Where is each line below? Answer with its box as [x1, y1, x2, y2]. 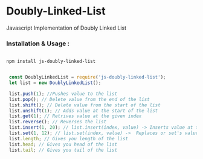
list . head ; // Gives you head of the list [8, 141, 118, 148]
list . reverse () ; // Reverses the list [8, 119, 107, 125]
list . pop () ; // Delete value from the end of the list [8, 96, 150, 102]
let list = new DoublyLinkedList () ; [8, 80, 101, 86]
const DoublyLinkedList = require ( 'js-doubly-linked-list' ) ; [8, 74, 166, 80]
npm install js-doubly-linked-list [6, 59, 96, 65]
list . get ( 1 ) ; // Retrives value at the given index [8, 113, 142, 119]
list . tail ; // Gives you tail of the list [8, 147, 118, 153]
